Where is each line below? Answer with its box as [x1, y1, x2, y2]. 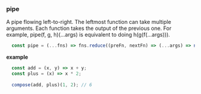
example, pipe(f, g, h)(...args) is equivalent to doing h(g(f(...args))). [6, 31, 170, 38]
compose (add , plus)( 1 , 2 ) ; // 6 [11, 81, 93, 88]
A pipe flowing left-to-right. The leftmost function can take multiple [6, 19, 172, 26]
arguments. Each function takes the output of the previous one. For [6, 25, 172, 32]
